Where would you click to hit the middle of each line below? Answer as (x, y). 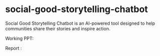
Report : (13, 48)
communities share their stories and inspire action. (58, 28)
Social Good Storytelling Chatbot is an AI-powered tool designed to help (80, 23)
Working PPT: (19, 38)
